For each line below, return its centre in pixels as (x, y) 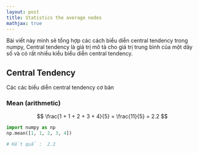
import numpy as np (31, 128)
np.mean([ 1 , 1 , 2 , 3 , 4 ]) (39, 133)
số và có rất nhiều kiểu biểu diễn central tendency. (70, 54)
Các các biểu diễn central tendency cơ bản (60, 87)
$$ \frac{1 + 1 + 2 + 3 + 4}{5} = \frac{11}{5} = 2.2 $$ (102, 116)
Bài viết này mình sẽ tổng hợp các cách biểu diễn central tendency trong (97, 41)
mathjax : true (24, 23)
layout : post (23, 12)
